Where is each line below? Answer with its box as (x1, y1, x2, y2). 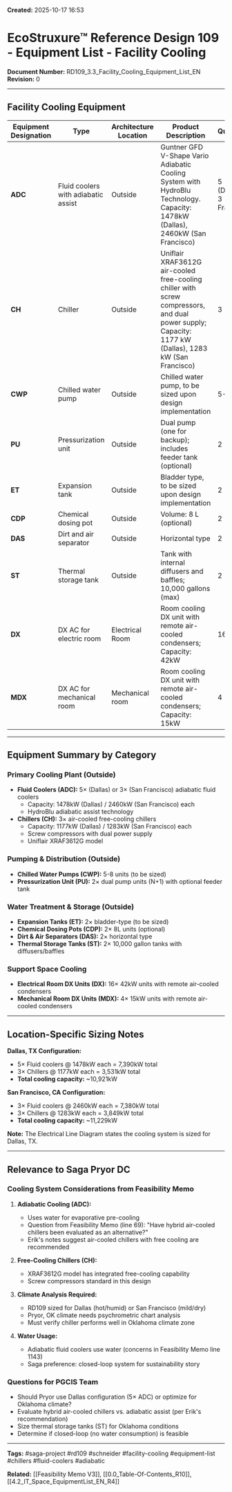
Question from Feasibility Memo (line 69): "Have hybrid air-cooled (27, 1220, 215, 1229)
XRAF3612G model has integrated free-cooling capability (27, 1269, 190, 1278)
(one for (160, 426, 187, 436)
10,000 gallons (160, 583, 211, 593)
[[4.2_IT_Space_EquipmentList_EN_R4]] (7, 1477, 119, 1486)
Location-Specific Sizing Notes (7, 1028, 144, 1040)
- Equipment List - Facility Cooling (7, 45, 206, 61)
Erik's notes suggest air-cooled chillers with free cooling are (27, 1235, 199, 1243)
